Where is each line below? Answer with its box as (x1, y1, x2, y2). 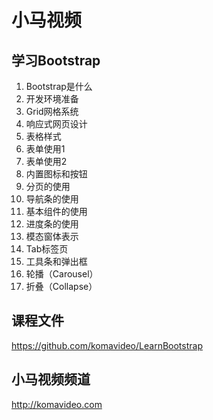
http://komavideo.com (11, 398, 103, 410)
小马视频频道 (11, 371, 91, 388)
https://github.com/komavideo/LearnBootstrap (11, 339, 203, 351)
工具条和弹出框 (25, 256, 88, 267)
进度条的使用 (25, 218, 79, 230)
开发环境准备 (25, 93, 79, 105)
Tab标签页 (25, 243, 69, 255)
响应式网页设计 (25, 118, 88, 130)
